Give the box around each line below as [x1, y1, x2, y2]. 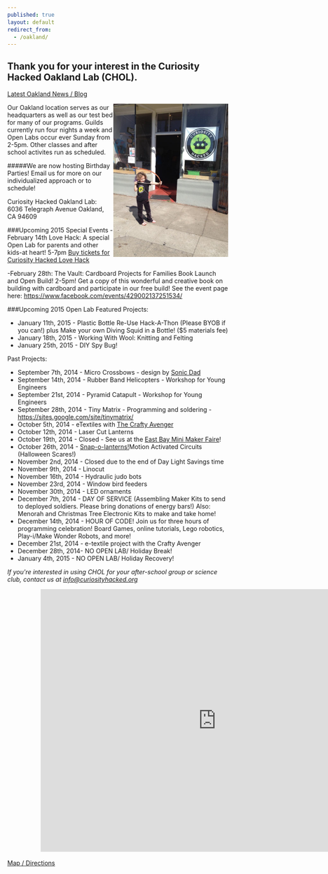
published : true [7, 11, 55, 18]
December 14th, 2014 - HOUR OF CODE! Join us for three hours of [17, 517, 210, 525]
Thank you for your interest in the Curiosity [7, 60, 200, 72]
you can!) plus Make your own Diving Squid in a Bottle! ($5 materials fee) [17, 326, 228, 335]
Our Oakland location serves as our [7, 104, 110, 112]
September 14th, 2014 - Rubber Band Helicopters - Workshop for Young [17, 375, 226, 384]
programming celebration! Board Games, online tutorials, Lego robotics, [17, 525, 225, 533]
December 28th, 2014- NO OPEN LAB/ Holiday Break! [17, 547, 173, 555]
